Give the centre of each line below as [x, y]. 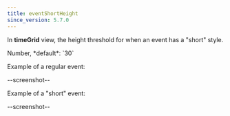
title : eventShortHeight [43, 13]
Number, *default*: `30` [41, 53]
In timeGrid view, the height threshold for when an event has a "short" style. [115, 39]
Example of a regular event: [46, 66]
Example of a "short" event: [46, 93]
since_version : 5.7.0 [38, 20]
